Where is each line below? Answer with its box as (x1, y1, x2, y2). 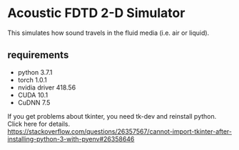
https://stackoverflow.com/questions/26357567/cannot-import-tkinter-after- (7, 127, 232, 136)
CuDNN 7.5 (17, 98, 51, 107)
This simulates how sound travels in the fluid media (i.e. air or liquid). (7, 28, 210, 37)
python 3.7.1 (17, 68, 53, 76)
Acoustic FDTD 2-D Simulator (7, 5, 185, 21)
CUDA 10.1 (17, 90, 49, 99)
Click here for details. (7, 119, 71, 128)
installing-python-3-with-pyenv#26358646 (7, 134, 135, 143)
